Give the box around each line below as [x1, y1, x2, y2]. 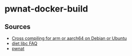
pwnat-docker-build [4, 3, 88, 14]
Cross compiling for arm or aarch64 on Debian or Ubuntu [11, 35, 127, 41]
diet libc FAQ [11, 41, 38, 46]
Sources [4, 23, 31, 31]
